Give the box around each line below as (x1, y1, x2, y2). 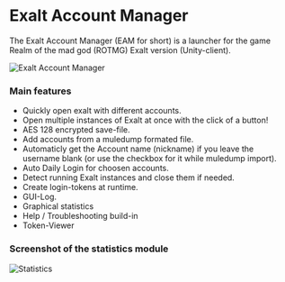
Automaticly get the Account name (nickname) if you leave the (22, 143, 254, 154)
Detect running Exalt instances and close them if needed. (22, 172, 236, 183)
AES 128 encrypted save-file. (22, 124, 130, 135)
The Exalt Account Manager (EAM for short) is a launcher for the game (9, 35, 272, 46)
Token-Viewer (22, 220, 75, 231)
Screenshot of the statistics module (9, 242, 169, 255)
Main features (9, 85, 72, 97)
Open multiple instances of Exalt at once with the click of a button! (22, 114, 269, 126)
